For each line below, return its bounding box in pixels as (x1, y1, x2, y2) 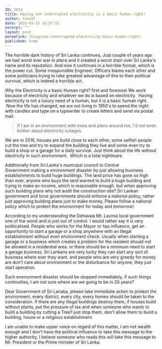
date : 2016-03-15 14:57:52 (5, 20, 59, 26)
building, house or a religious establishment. (5, 314, 93, 320)
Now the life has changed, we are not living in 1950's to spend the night (6, 103, 149, 108)
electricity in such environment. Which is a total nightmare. (5, 153, 123, 158)
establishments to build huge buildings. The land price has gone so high (5, 172, 148, 178)
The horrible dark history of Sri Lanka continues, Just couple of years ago (5, 52, 152, 58)
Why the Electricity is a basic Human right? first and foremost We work (5, 87, 146, 93)
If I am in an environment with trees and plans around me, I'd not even (16, 122, 156, 128)
